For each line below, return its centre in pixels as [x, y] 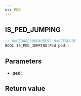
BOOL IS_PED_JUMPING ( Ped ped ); [37, 46]
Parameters [23, 61]
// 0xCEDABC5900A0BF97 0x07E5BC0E [41, 41]
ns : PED [13, 10]
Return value [25, 89]
